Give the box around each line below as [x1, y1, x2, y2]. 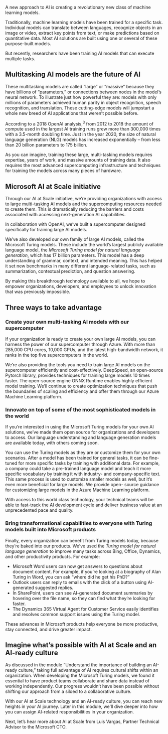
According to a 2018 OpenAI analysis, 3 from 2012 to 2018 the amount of [5, 120, 154, 127]
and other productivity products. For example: [5, 553, 100, 559]
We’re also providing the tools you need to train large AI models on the [5, 361, 150, 368]
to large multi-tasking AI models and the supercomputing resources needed [5, 201, 162, 207]
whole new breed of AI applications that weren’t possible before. [5, 110, 139, 116]
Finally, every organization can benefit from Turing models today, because [5, 537, 159, 543]
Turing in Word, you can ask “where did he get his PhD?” [12, 574, 130, 580]
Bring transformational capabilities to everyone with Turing [5, 520, 152, 527]
